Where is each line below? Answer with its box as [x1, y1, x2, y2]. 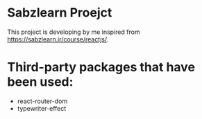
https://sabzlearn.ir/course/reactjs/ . [7, 35, 109, 43]
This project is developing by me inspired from [7, 28, 140, 36]
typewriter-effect [17, 104, 67, 112]
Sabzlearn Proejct [7, 5, 112, 21]
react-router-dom [17, 97, 68, 105]
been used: [7, 74, 74, 90]
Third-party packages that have [7, 59, 196, 75]
